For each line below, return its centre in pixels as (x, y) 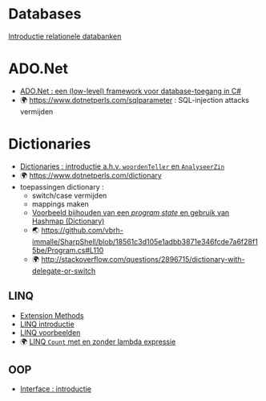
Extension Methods (52, 315)
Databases (45, 14)
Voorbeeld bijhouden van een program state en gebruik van (131, 212)
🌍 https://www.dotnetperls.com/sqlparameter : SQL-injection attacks (135, 100)
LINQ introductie (47, 324)
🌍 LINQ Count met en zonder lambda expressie (98, 342)
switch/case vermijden (69, 195)
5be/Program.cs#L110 (68, 250)
